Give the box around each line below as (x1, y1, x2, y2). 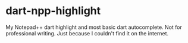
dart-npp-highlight (5, 4, 101, 18)
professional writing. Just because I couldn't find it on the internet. (5, 29, 169, 37)
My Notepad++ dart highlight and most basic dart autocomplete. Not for (5, 24, 182, 31)
